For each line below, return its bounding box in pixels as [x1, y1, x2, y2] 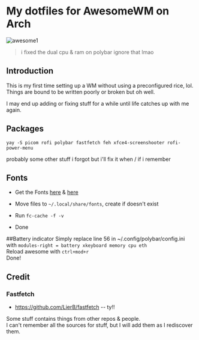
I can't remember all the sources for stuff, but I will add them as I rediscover [6, 321, 193, 329]
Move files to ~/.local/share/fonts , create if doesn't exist [14, 200, 159, 208]
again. [6, 106, 22, 114]
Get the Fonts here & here [14, 189, 79, 196]
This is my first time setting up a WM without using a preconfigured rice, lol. [6, 82, 194, 89]
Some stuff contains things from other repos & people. [6, 315, 141, 323]
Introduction [6, 66, 54, 76]
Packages [6, 124, 44, 134]
